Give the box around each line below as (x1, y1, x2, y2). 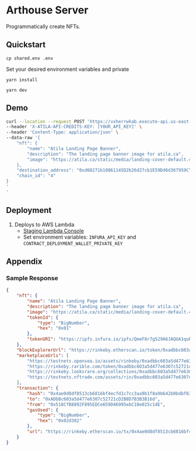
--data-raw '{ (6, 135, 41, 141)
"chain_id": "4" (16, 173, 57, 179)
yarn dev (6, 87, 27, 93)
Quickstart (6, 40, 46, 50)
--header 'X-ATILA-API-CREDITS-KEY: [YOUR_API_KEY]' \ (6, 124, 142, 130)
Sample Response (6, 274, 58, 282)
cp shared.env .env (6, 55, 54, 61)
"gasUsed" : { (27, 407, 59, 413)
